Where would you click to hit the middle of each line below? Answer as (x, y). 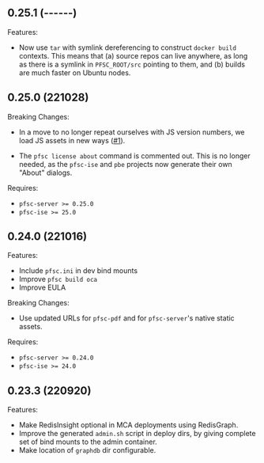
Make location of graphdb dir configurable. (87, 450)
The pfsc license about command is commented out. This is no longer (134, 156)
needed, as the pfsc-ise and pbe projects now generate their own (125, 164)
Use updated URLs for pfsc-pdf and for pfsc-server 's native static (126, 318)
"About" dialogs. (45, 173)
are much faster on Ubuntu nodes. (75, 72)
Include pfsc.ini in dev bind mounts (78, 271)
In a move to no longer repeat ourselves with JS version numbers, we (132, 132)
